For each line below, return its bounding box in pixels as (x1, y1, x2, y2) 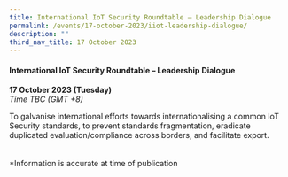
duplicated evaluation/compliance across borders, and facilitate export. (9, 130, 269, 141)
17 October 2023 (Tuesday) (9, 85, 113, 96)
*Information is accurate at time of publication (9, 158, 179, 169)
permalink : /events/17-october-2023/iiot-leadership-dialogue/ (9, 21, 248, 30)
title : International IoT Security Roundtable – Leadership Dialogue (9, 12, 272, 22)
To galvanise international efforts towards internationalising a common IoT (9, 112, 279, 122)
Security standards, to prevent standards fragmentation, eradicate (9, 120, 251, 131)
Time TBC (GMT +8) (9, 94, 84, 104)
